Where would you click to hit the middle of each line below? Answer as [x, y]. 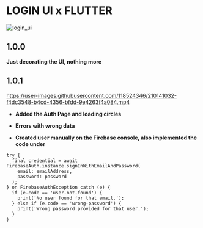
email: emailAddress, [45, 171]
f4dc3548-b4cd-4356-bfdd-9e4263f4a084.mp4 [68, 102]
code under [30, 144]
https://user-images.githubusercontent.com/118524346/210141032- [92, 95]
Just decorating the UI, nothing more [54, 61]
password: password [42, 177]
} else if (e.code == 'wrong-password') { [67, 203]
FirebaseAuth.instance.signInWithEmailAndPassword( [73, 166]
